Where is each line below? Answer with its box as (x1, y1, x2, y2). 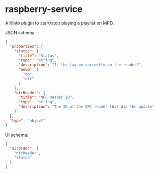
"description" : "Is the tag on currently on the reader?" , (18, 62, 143, 68)
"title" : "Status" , (18, 53, 59, 58)
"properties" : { (9, 44, 43, 49)
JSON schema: (5, 29, 36, 35)
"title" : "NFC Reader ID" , (18, 95, 75, 100)
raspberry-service (5, 3, 83, 15)
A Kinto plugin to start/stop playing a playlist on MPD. (5, 20, 114, 26)
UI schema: (5, 132, 29, 138)
